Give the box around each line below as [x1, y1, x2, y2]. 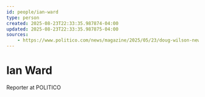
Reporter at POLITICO [6, 84, 61, 91]
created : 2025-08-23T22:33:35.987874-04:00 [6, 20, 119, 26]
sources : [6, 32, 29, 38]
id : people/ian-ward [6, 9, 59, 15]
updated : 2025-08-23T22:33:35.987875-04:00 [6, 26, 119, 32]
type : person [6, 15, 40, 21]
